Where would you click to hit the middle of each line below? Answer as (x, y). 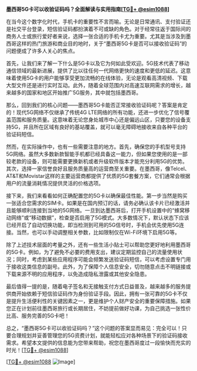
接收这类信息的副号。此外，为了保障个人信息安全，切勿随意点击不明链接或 (101, 267)
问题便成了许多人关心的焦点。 (42, 51)
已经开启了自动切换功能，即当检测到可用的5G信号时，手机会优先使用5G (93, 225)
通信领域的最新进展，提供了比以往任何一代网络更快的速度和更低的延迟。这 (96, 71)
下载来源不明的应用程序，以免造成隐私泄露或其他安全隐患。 (78, 274)
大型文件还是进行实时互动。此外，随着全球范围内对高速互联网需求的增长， (96, 85)
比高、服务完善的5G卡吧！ (38, 316)
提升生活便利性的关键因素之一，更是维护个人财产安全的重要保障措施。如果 (101, 301)
